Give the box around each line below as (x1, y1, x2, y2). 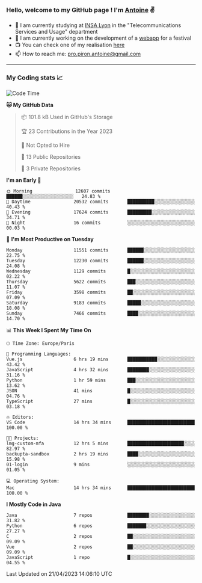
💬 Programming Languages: (6, 351, 71, 357)
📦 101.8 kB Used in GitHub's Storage (20, 113, 113, 120)
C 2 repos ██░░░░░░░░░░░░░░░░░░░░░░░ (6, 533, 195, 539)
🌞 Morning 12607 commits (6, 188, 111, 194)
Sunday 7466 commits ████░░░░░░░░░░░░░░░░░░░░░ (6, 310, 195, 316)
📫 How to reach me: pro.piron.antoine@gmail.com (14, 51, 141, 58)
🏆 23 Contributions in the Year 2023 (20, 128, 113, 135)
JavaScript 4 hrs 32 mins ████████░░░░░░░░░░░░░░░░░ (6, 366, 195, 372)
